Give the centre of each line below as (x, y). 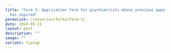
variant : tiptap (22, 43)
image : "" (16, 38)
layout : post (19, 29)
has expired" (24, 15)
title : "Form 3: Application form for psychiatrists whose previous (79, 10)
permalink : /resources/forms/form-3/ (45, 19)
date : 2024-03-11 (24, 24)
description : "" (22, 33)
